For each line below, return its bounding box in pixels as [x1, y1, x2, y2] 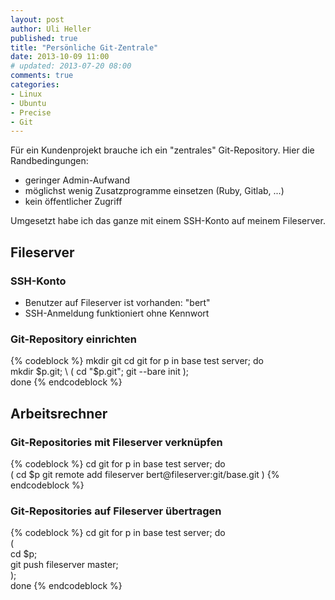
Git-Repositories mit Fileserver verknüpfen [10, 435, 223, 449]
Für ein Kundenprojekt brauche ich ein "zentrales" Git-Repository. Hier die [10, 144, 315, 156]
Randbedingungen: [10, 155, 89, 167]
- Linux [10, 89, 43, 99]
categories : [10, 80, 60, 90]
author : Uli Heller [10, 24, 92, 34]
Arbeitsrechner [10, 405, 108, 422]
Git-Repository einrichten [10, 332, 137, 346]
